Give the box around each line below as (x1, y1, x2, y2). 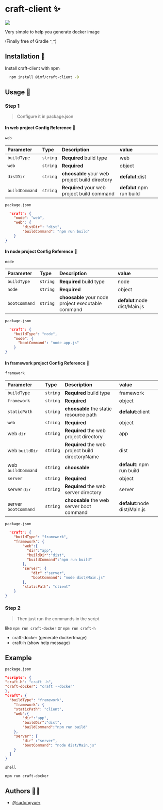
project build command (62, 190, 115, 197)
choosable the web (65, 497, 109, 504)
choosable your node (59, 294, 109, 300)
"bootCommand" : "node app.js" (17, 341, 79, 346)
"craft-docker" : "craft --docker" (5, 684, 75, 689)
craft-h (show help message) (12, 640, 70, 645)
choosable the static (65, 405, 112, 412)
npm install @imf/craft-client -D (9, 74, 79, 80)
